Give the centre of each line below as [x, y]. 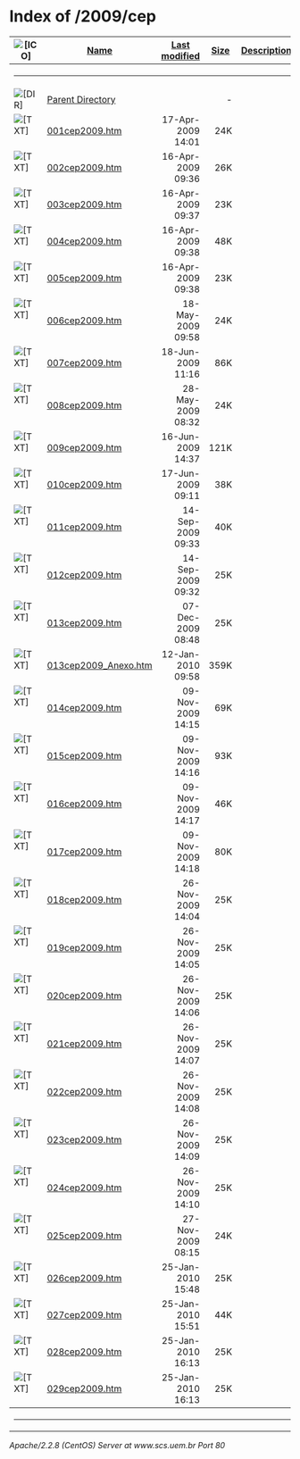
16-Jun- [181, 437]
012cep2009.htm [84, 575]
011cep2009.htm [84, 527]
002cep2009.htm [84, 167]
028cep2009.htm [84, 1352]
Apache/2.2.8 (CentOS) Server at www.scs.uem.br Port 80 [117, 1445]
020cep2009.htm [84, 996]
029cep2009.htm [84, 1388]
